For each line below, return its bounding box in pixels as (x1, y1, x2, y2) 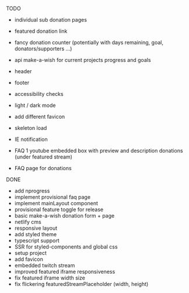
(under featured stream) (14, 153, 73, 160)
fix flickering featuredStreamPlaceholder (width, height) (14, 281, 149, 287)
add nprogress (14, 187, 50, 194)
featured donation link (14, 27, 68, 35)
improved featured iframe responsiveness (14, 268, 116, 275)
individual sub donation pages (14, 16, 87, 23)
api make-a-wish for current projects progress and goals (14, 57, 151, 63)
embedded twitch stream (14, 262, 75, 268)
